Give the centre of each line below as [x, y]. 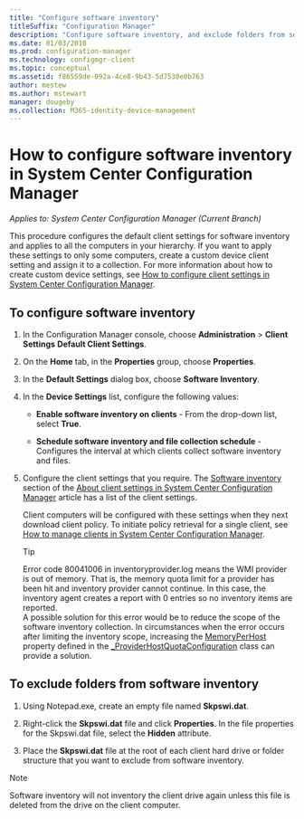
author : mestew [38, 85]
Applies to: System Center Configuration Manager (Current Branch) [136, 219]
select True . [58, 424]
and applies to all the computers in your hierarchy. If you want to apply [141, 246]
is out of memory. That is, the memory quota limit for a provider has [148, 579]
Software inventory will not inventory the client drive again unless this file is [150, 795]
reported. [40, 608]
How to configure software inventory [151, 155]
